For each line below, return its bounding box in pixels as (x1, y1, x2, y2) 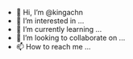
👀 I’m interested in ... (15, 16, 85, 26)
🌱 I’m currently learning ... (15, 25, 102, 33)
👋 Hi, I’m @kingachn (15, 8, 83, 17)
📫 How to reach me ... (15, 42, 91, 51)
